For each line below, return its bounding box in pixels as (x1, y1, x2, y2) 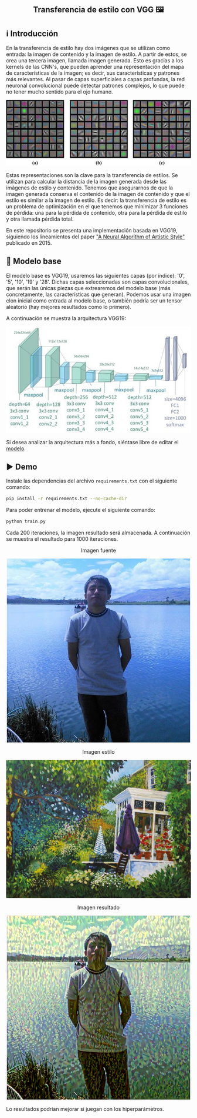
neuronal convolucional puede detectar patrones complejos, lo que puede (6, 82, 185, 89)
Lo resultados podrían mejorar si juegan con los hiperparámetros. (6, 1106, 164, 1113)
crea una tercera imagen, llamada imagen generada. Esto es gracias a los (6, 57, 184, 64)
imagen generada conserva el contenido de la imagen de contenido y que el (6, 190, 190, 197)
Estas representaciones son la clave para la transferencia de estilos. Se (6, 171, 178, 178)
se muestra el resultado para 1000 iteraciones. (6, 535, 118, 543)
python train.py (6, 518, 46, 525)
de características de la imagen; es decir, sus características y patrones (6, 69, 180, 76)
